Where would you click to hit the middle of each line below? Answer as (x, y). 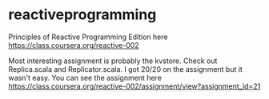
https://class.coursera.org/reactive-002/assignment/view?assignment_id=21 (134, 86)
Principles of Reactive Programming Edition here (88, 37)
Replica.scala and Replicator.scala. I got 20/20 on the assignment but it (125, 69)
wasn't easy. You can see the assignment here (85, 77)
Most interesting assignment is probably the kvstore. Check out (113, 61)
